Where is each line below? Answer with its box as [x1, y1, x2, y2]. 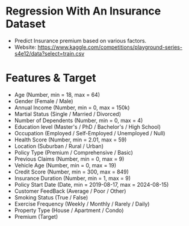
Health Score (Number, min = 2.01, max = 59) [14, 136, 127, 143]
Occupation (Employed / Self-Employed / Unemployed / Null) [14, 129, 166, 137]
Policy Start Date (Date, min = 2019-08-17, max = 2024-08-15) [14, 181, 169, 188]
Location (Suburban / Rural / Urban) [14, 142, 104, 149]
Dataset [5, 17, 46, 31]
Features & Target [5, 71, 96, 85]
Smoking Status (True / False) [14, 193, 88, 201]
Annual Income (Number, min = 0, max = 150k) [14, 104, 130, 111]
